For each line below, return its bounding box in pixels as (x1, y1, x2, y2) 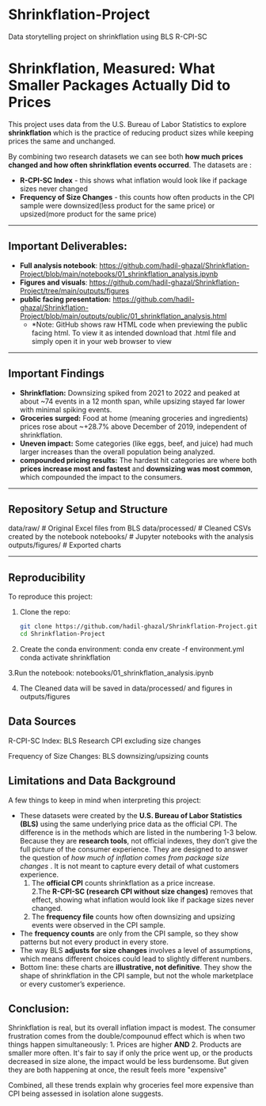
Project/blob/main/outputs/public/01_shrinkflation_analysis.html (19, 311, 227, 320)
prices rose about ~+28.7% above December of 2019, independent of (19, 422, 247, 431)
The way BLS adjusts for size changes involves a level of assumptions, (19, 945, 253, 955)
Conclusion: (8, 1001, 70, 1016)
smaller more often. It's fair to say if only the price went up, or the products (8, 1048, 253, 1058)
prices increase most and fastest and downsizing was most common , (19, 464, 253, 473)
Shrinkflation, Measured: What (8, 59, 215, 78)
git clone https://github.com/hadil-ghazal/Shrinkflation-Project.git (19, 622, 258, 631)
